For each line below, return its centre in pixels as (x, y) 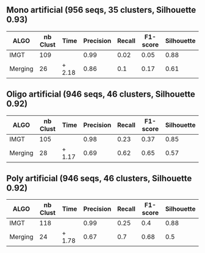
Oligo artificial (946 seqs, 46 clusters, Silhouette (101, 94)
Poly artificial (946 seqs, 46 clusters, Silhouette (99, 179)
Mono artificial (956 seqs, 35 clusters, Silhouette (101, 10)
